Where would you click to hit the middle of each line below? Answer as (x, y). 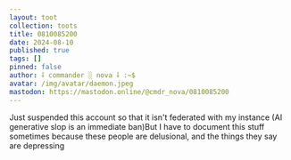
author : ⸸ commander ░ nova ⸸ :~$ (72, 76)
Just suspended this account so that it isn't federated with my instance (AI (146, 117)
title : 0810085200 (43, 34)
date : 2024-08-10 (42, 42)
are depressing (37, 145)
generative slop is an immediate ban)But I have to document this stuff (137, 126)
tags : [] (25, 59)
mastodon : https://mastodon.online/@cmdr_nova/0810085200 (119, 92)
